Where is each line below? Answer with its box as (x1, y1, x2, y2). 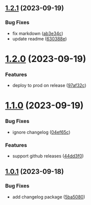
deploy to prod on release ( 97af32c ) (12, 82, 87, 88)
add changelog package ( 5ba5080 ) (12, 193, 86, 199)
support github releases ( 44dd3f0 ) (12, 152, 84, 159)
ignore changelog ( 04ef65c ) (12, 129, 71, 135)
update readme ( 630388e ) (12, 35, 67, 41)
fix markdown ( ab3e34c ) (12, 30, 64, 36)
